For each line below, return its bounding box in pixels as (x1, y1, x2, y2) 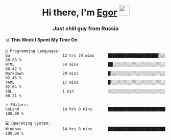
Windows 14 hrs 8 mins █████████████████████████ (5, 127, 166, 132)
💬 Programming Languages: (5, 49, 60, 54)
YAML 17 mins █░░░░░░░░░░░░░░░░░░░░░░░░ (5, 80, 166, 85)
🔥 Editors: (5, 102, 29, 107)
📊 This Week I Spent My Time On (5, 37, 78, 43)
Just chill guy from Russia (53, 25, 119, 32)
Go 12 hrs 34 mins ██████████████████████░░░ (5, 53, 166, 58)
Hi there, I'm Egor (42, 7, 117, 18)
